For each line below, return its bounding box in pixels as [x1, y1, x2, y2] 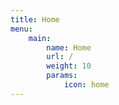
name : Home [46, 42, 92, 53]
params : [46, 71, 78, 81]
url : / [46, 52, 74, 62]
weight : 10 [46, 61, 92, 71]
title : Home [10, 14, 60, 25]
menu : [10, 24, 33, 34]
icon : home [63, 80, 110, 90]
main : [28, 33, 52, 43]
